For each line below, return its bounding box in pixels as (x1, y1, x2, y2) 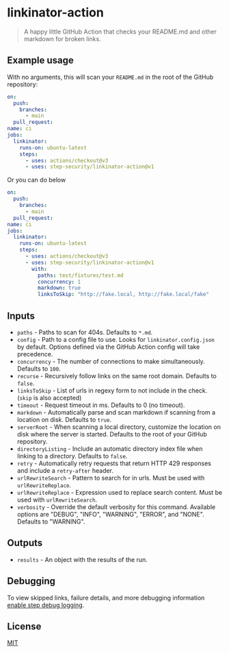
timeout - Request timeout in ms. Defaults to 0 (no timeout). (16, 401, 185, 409)
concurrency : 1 (37, 278, 81, 285)
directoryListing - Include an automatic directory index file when (16, 444, 203, 453)
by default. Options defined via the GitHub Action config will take (16, 343, 200, 351)
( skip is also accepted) (16, 393, 82, 402)
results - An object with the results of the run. (16, 555, 148, 563)
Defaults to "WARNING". (16, 517, 85, 526)
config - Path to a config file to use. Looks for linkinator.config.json (16, 335, 215, 343)
